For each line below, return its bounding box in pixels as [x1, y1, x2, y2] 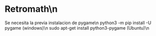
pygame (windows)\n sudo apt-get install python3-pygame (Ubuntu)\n [4, 25, 150, 31]
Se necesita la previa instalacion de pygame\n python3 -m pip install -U [4, 20, 152, 26]
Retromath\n [4, 3, 58, 15]
